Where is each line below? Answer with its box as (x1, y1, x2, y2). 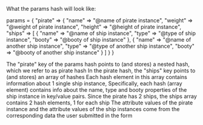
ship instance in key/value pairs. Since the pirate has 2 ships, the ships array (6, 93, 197, 100)
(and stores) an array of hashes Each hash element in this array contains (6, 74, 188, 80)
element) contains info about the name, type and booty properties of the (6, 86, 187, 93)
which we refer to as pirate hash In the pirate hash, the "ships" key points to (6, 67, 196, 74)
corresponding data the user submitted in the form (6, 112, 133, 119)
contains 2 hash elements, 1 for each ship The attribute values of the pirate (6, 99, 193, 106)
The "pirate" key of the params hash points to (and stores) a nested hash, (6, 60, 190, 68)
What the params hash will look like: (6, 5, 96, 12)
